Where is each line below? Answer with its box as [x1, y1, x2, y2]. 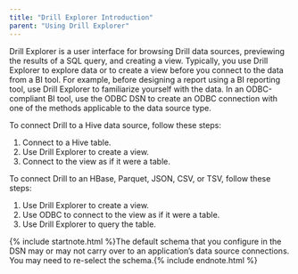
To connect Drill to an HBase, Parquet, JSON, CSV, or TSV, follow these [9, 173, 271, 183]
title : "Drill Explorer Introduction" [9, 12, 153, 22]
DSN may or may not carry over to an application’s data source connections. [9, 246, 290, 256]
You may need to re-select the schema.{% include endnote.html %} [9, 254, 258, 265]
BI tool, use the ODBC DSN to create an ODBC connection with [47, 93, 278, 103]
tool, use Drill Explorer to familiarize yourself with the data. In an [9, 84, 244, 94]
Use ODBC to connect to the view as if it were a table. [21, 209, 220, 220]
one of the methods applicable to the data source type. [9, 102, 211, 113]
